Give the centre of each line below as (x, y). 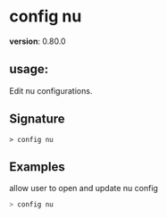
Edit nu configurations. (51, 90)
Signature (37, 119)
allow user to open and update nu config (84, 189)
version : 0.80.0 (38, 41)
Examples (37, 167)
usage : (29, 69)
